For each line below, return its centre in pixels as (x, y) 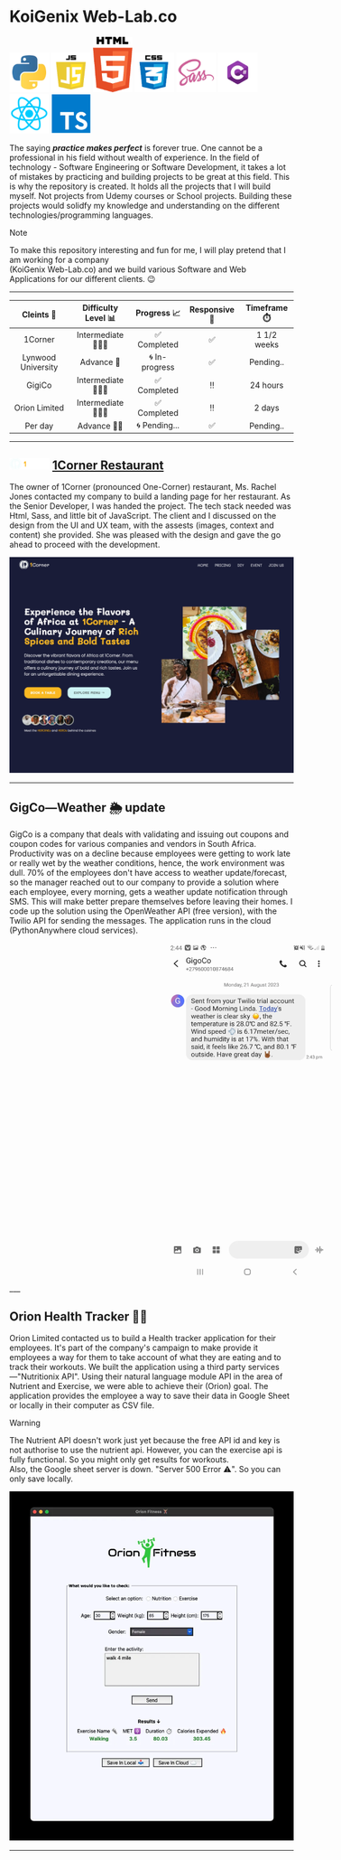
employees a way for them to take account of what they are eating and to (145, 1357)
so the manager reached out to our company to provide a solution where (144, 882)
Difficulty (101, 307)
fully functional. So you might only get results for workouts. (120, 1460)
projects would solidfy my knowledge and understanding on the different (144, 206)
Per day (39, 426)
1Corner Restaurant (108, 465)
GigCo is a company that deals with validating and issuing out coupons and (149, 834)
